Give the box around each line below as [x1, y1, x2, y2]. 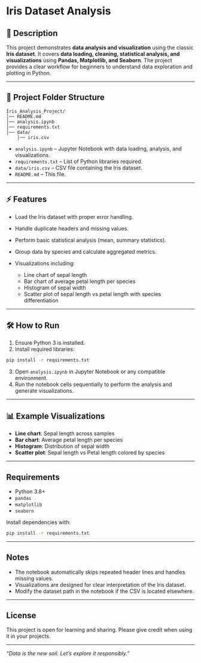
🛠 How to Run [6, 321, 60, 331]
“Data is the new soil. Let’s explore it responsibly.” [6, 650, 130, 657]
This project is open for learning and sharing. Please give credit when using [6, 626, 193, 634]
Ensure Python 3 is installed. [14, 339, 86, 346]
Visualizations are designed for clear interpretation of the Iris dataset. [14, 581, 186, 588]
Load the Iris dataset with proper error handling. [14, 213, 133, 220]
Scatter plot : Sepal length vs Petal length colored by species [14, 449, 165, 456]
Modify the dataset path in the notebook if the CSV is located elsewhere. [14, 587, 194, 595]
